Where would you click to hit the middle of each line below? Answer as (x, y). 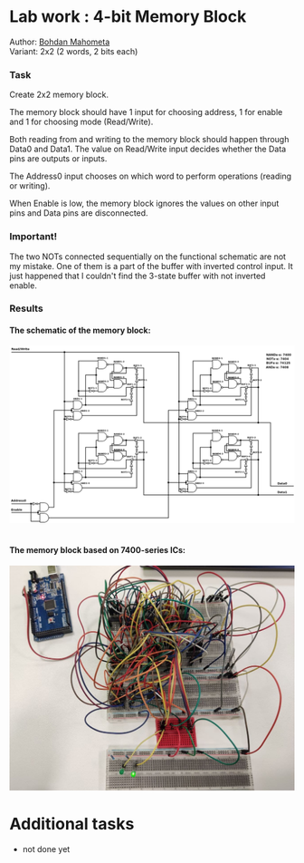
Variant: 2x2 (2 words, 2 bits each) (74, 51)
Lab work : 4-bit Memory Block (128, 17)
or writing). (30, 186)
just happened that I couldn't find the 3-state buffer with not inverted (138, 276)
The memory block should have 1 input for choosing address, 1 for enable (146, 112)
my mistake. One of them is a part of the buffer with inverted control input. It (151, 266)
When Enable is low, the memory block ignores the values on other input (144, 204)
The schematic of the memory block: (80, 330)
